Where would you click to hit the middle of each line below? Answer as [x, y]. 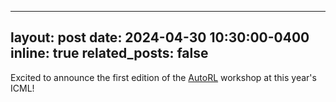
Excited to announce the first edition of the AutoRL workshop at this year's [163, 77]
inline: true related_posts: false [109, 53]
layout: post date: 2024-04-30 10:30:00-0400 [160, 37]
